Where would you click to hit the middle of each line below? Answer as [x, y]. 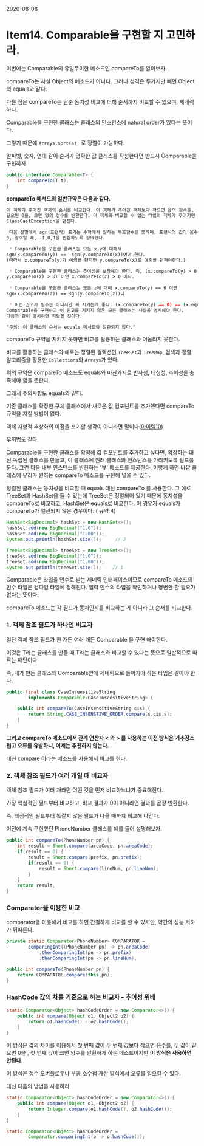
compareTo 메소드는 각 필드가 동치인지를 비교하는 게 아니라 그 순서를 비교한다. [100, 608]
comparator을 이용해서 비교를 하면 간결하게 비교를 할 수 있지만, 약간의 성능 [95, 922]
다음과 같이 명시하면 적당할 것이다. [44, 316]
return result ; [36, 886]
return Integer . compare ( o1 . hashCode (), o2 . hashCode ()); [100, 1109]
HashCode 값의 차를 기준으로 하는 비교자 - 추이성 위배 [81, 997]
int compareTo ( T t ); [43, 180]
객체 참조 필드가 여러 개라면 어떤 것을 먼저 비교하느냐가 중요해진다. [85, 790]
